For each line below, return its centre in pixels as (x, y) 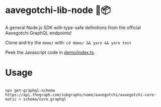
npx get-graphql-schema (30, 90)
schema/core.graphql (45, 99)
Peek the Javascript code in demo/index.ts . (50, 52)
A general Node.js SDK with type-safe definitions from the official (73, 27)
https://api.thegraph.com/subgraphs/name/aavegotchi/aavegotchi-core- (81, 95)
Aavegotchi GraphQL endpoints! (38, 33)
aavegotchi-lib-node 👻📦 (58, 10)
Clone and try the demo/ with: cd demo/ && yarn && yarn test (68, 42)
